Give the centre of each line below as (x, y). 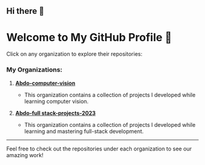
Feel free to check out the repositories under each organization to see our (99, 149)
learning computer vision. (56, 101)
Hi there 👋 (25, 11)
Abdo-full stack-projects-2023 (55, 113)
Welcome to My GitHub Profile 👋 (89, 37)
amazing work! (25, 155)
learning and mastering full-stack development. (84, 131)
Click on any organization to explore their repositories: (74, 54)
